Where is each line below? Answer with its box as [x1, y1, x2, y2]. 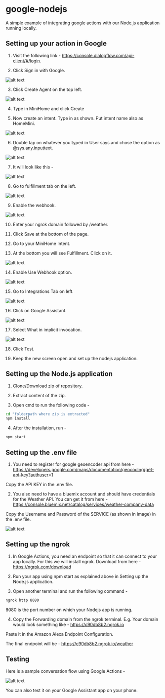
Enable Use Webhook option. [12, 269, 72, 275]
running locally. [5, 25, 37, 31]
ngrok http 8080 [5, 598, 39, 603]
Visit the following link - [12, 52, 61, 58]
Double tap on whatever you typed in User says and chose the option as [12, 139, 160, 145]
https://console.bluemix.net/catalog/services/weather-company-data [12, 501, 154, 507]
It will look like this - [12, 164, 53, 170]
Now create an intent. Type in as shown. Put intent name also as [12, 115, 144, 121]
